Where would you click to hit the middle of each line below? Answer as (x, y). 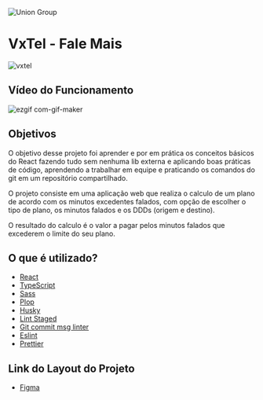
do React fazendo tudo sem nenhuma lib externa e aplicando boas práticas (130, 161)
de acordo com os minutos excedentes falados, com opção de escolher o (127, 201)
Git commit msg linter (54, 327)
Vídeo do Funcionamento (71, 90)
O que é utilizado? (53, 258)
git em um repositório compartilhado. (68, 178)
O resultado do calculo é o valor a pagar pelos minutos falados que (117, 225)
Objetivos (32, 134)
